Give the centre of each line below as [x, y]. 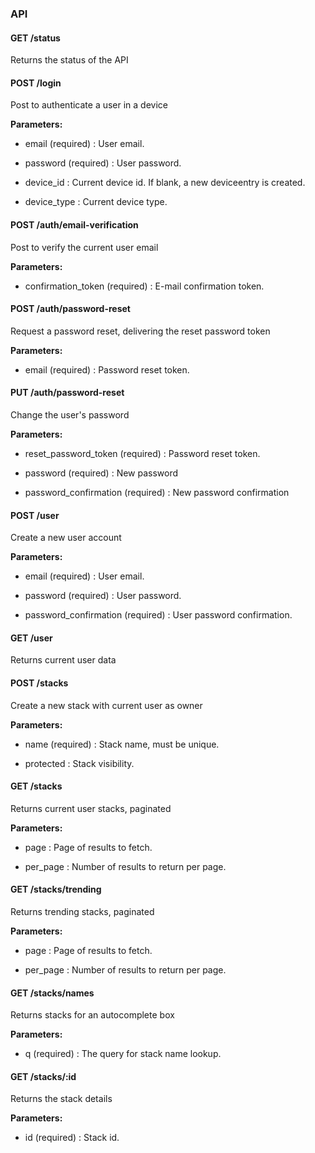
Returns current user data [63, 660]
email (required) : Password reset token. [107, 369]
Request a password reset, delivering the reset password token [140, 331]
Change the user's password [70, 414]
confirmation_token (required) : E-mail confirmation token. [144, 286]
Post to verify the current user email [84, 247]
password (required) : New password [101, 473]
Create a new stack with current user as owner [106, 705]
